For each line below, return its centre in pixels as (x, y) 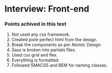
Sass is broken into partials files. (44, 50)
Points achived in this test (35, 24)
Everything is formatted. (35, 60)
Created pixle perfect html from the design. (54, 40)
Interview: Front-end (47, 9)
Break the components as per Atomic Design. (56, 45)
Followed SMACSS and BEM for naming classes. (60, 65)
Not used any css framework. (41, 34)
